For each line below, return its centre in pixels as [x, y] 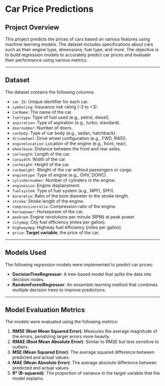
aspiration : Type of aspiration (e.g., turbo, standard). [66, 122]
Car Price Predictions [49, 9]
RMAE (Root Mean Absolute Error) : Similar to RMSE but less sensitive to [85, 342]
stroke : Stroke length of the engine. [48, 201]
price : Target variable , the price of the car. [56, 232]
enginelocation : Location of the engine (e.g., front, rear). [69, 143]
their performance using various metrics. [46, 60]
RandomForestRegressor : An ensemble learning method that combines [85, 284]
